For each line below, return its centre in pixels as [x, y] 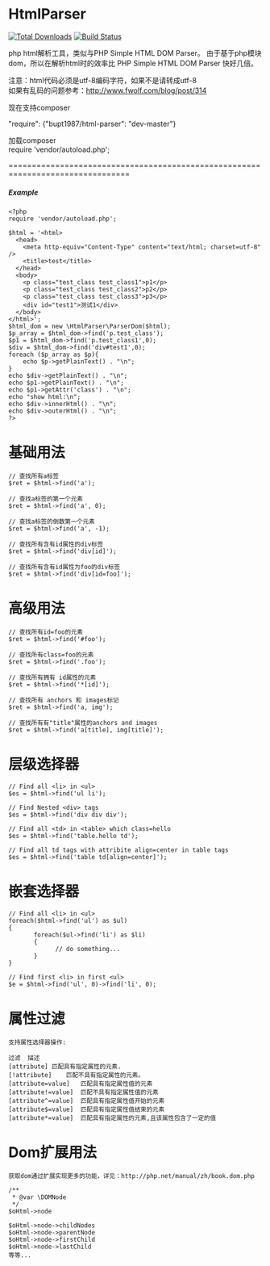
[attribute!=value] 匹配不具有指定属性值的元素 [83, 1092]
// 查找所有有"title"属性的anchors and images [83, 723]
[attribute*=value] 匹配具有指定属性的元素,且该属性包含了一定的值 [112, 1118]
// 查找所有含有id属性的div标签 [56, 544]
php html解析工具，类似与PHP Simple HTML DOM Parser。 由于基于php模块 [135, 52]
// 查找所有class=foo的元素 [51, 655]
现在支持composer [39, 107]
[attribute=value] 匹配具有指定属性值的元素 [81, 1084]
